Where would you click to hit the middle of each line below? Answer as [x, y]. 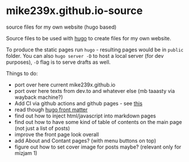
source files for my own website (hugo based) [61, 27]
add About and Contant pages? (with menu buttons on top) [85, 140]
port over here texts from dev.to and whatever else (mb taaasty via [94, 91]
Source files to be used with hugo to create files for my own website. [89, 38]
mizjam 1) [26, 153]
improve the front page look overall [57, 134]
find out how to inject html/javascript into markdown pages [85, 116]
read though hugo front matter [51, 109]
